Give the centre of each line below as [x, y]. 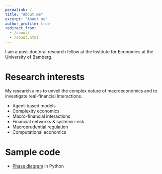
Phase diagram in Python [38, 166]
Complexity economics [36, 111]
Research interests [45, 77]
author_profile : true [28, 24]
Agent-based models [34, 105]
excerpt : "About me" [27, 19]
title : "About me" [24, 14]
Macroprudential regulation [40, 127]
